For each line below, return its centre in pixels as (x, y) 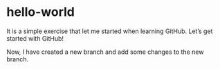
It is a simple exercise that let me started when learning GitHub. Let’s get (110, 31)
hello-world (41, 12)
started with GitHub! (35, 38)
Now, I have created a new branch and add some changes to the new (105, 52)
